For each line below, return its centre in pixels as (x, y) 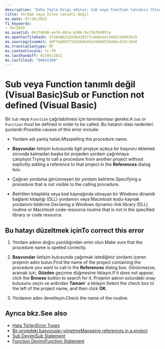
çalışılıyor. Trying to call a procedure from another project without (78, 159)
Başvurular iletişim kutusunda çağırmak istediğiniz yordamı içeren (79, 257)
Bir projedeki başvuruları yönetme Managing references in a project (80, 330)
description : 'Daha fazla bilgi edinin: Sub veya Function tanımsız (77, 10)
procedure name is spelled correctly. (49, 247)
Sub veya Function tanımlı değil (70, 85)
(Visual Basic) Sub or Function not (75, 95)
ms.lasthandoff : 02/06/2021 (34, 55)
